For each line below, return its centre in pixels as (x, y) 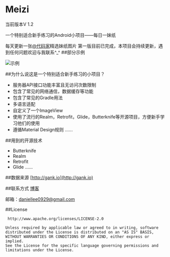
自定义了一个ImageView (38, 110)
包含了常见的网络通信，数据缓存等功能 (53, 91)
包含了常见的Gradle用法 (38, 98)
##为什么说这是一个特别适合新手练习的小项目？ (55, 74)
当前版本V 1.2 (19, 24)
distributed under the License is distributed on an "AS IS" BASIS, (80, 232)
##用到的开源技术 (24, 140)
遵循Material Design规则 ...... (43, 129)
